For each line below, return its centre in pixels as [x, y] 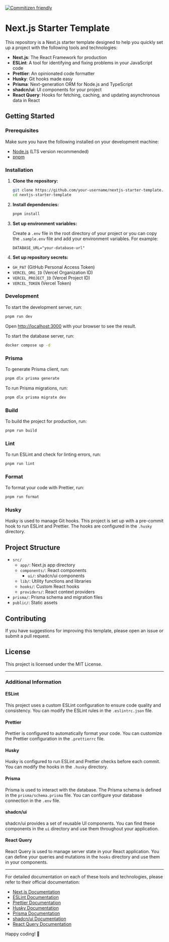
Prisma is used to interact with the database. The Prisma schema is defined [83, 790]
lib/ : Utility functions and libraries [56, 581]
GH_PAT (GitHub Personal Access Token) [54, 267]
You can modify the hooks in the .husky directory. [57, 767]
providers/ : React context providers [57, 592]
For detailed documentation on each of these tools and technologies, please [84, 877]
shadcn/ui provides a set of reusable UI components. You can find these [80, 823]
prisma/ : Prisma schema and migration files [58, 597]
